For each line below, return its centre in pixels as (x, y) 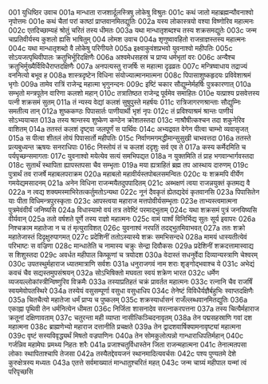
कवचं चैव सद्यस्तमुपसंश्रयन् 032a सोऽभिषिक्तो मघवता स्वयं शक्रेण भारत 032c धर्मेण (114, 273)
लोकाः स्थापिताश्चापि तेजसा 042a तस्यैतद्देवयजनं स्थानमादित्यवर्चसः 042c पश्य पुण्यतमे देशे (122, 354)
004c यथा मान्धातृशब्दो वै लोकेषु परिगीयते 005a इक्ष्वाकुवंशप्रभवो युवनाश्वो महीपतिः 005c (120, 48)
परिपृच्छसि (21, 372)
